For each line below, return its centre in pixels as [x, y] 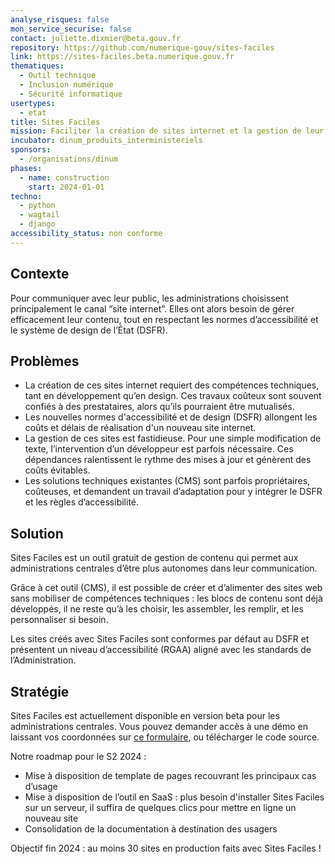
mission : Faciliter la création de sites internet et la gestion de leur [167, 131]
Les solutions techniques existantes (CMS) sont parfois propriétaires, [167, 481]
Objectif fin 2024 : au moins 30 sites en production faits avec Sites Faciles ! [166, 848]
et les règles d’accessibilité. [82, 502]
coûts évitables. [57, 470]
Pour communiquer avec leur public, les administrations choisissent [149, 298]
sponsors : [31, 150]
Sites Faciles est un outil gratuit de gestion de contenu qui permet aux [154, 558]
